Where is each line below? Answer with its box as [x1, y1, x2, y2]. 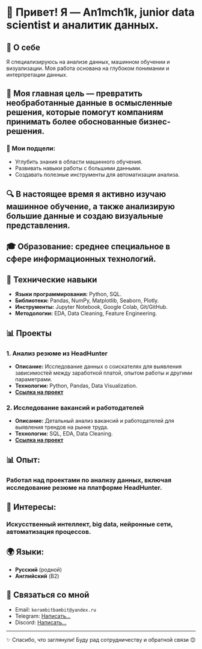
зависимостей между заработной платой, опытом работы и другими [14, 369, 192, 376]
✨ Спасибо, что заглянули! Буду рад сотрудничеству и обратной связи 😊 [6, 636, 196, 643]
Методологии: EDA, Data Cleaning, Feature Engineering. [14, 310, 158, 317]
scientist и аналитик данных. [6, 18, 159, 32]
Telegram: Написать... [14, 612, 71, 619]
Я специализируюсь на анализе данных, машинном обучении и [6, 59, 170, 65]
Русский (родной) [14, 566, 62, 573]
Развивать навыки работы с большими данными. [14, 164, 142, 171]
